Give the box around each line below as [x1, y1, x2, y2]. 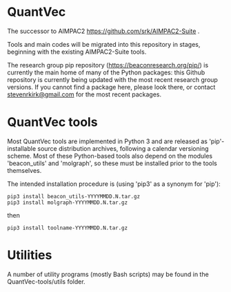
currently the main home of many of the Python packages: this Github [7, 68, 205, 76]
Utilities [7, 247, 52, 263]
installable [7, 144, 37, 152]
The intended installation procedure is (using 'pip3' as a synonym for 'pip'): [7, 180, 221, 188]
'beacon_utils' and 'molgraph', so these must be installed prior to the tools [7, 159, 217, 167]
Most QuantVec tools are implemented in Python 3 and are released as [7, 137, 208, 145]
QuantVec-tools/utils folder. [7, 277, 86, 286]
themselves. [7, 166, 42, 174]
